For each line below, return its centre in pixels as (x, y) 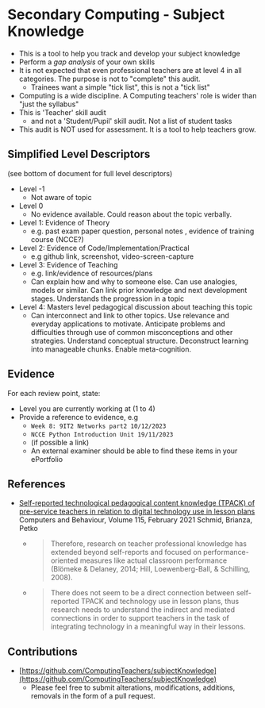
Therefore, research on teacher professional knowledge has (149, 544)
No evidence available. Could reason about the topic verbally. (131, 214)
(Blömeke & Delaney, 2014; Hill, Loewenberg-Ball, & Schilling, (150, 569)
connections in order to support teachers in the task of (140, 618)
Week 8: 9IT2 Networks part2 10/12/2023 (98, 426)
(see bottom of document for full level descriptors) (90, 173)
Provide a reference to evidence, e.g (79, 417)
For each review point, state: (54, 393)
